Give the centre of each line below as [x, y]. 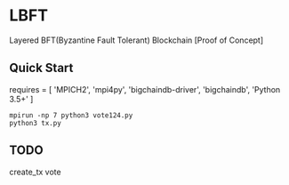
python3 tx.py [36, 123]
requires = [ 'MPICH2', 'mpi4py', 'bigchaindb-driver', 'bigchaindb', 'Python [145, 89]
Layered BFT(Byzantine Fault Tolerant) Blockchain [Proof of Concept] [136, 40]
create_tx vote [35, 172]
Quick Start [41, 68]
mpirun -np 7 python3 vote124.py [71, 115]
